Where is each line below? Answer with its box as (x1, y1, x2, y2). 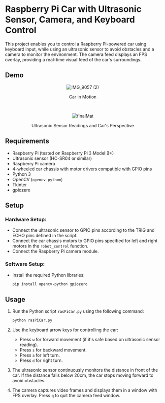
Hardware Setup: (5, 216, 47, 223)
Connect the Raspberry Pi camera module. (12, 249, 99, 254)
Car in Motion (68, 94, 97, 100)
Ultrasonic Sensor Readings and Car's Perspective (31, 122, 134, 128)
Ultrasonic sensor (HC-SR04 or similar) (12, 155, 92, 161)
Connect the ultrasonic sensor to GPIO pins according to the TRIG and (12, 227, 155, 233)
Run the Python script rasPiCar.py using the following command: (12, 308, 144, 314)
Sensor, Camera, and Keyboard (5, 14, 135, 25)
